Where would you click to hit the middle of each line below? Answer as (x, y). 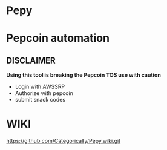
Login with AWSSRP (40, 87)
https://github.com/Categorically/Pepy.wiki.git (64, 141)
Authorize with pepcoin (44, 93)
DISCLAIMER (31, 60)
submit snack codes (40, 100)
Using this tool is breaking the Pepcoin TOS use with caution (84, 75)
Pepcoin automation (58, 38)
